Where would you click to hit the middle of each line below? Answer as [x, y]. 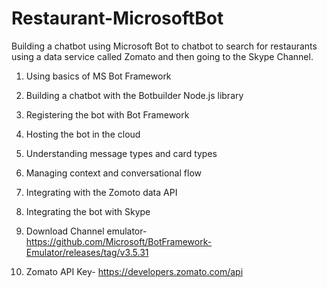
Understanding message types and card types [121, 153]
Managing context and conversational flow [113, 173]
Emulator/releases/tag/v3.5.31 [87, 252]
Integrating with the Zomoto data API [101, 192]
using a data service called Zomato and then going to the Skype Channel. [162, 56]
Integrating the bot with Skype [88, 211]
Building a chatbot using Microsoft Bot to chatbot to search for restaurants [164, 46]
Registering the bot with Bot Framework [107, 114]
